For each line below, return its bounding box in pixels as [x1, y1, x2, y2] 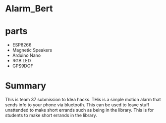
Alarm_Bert [5, 3, 53, 14]
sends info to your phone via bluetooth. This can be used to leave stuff [5, 102, 150, 108]
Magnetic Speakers [12, 47, 53, 53]
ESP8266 [12, 42, 32, 48]
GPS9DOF [12, 63, 33, 69]
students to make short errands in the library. [5, 112, 98, 119]
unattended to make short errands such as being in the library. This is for [5, 107, 154, 113]
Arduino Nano [12, 52, 41, 58]
